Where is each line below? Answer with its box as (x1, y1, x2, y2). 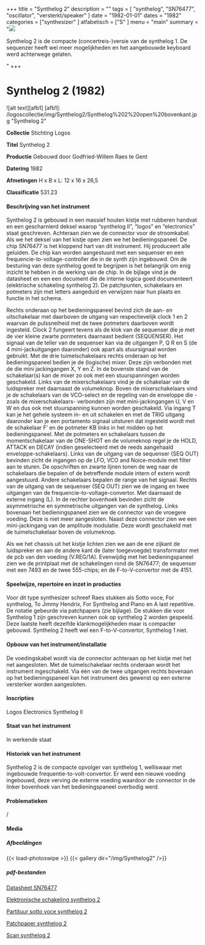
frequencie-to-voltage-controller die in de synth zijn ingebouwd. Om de (6, 255, 187, 263)
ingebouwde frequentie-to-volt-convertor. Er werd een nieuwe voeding (6, 770, 185, 777)
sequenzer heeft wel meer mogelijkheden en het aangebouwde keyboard (6, 44, 191, 51)
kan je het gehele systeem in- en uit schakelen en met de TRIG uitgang (6, 411, 185, 418)
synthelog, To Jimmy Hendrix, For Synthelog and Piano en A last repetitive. (6, 601, 195, 608)
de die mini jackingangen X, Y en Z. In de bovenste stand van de (6, 365, 168, 373)
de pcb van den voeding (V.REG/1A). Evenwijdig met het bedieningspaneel (6, 553, 194, 561)
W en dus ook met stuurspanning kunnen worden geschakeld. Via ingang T (6, 405, 196, 412)
